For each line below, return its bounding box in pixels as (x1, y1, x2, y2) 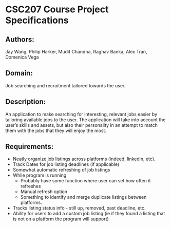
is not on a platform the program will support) (12, 216, 109, 222)
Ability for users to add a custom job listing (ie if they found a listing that (12, 211, 165, 217)
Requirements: (5, 142, 54, 151)
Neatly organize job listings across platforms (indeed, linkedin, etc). (12, 156, 156, 162)
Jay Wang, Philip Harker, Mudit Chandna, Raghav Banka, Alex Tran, (5, 49, 147, 54)
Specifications (5, 14, 69, 26)
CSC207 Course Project (5, 4, 109, 15)
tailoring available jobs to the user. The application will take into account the (5, 117, 166, 123)
